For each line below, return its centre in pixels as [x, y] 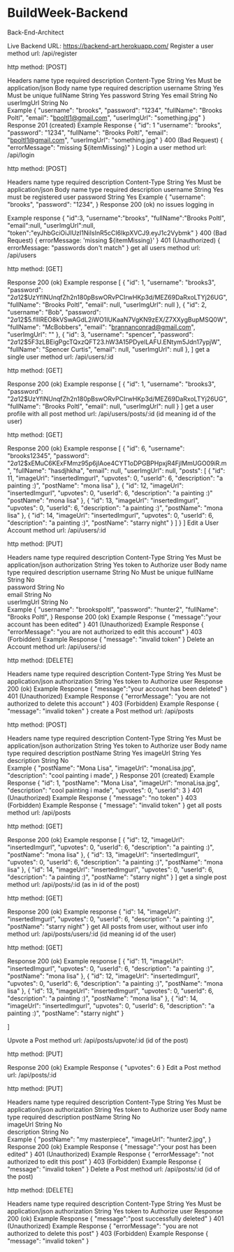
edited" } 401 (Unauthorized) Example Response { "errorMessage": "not [111, 1154]
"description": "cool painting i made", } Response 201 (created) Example [111, 775]
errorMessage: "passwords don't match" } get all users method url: [104, 247]
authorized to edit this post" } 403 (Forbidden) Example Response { [104, 1162]
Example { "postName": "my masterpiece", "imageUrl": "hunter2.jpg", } [109, 1139]
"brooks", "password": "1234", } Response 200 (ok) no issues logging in [111, 204]
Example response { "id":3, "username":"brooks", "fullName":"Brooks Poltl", [116, 218]
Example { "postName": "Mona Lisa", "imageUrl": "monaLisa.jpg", [101, 768]
